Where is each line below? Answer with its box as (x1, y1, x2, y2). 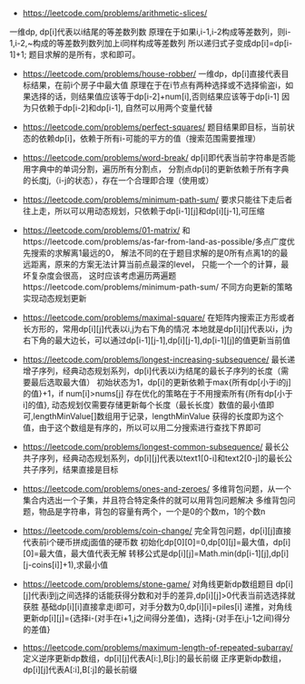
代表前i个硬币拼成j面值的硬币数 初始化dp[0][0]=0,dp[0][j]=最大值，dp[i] (22, 537, 291, 547)
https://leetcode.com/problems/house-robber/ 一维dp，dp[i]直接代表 (22, 68, 281, 79)
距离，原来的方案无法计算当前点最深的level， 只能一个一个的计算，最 (30, 259, 290, 269)
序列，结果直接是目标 (38, 464, 119, 474)
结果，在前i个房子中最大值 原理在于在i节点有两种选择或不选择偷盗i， (30, 80, 286, 90)
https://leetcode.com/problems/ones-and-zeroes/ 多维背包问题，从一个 (22, 484, 292, 493)
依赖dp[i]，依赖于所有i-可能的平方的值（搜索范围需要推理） (38, 133, 261, 143)
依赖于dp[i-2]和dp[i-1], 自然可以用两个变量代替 (38, 103, 213, 112)
